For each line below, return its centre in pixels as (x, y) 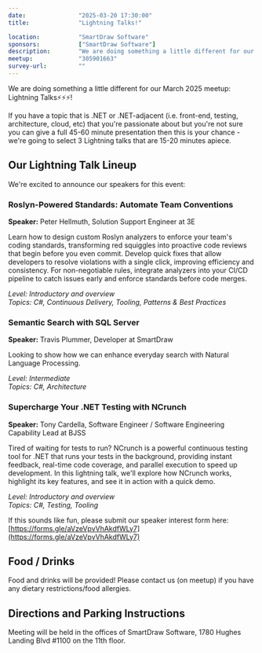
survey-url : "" (47, 66)
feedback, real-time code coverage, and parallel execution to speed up (123, 464)
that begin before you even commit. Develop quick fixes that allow (115, 253)
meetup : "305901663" (63, 59)
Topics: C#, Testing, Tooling (53, 504)
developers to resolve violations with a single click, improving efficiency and (131, 262)
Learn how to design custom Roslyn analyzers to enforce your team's (120, 237)
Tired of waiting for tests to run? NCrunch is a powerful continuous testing (128, 448)
